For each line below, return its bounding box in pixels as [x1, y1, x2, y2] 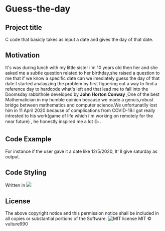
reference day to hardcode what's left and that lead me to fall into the [5, 86, 148, 92]
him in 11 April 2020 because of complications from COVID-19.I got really [5, 107, 155, 113]
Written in [5, 182, 26, 188]
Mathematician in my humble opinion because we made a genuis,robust [5, 96, 154, 102]
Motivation [5, 51, 40, 60]
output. [5, 153, 20, 159]
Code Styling [5, 168, 47, 177]
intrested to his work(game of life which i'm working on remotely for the [5, 112, 153, 119]
